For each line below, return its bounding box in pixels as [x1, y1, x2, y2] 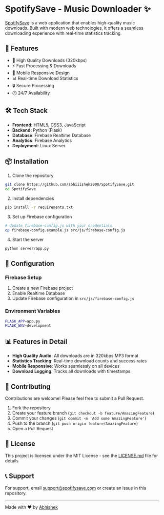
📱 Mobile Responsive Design [12, 70, 70, 76]
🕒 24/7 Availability [12, 90, 50, 96]
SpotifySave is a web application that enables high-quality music [5, 20, 135, 25]
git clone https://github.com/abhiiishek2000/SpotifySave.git [5, 182, 134, 187]
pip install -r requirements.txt [5, 205, 73, 210]
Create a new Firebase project [12, 285, 73, 291]
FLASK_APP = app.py [5, 318, 41, 324]
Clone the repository [12, 173, 54, 178]
